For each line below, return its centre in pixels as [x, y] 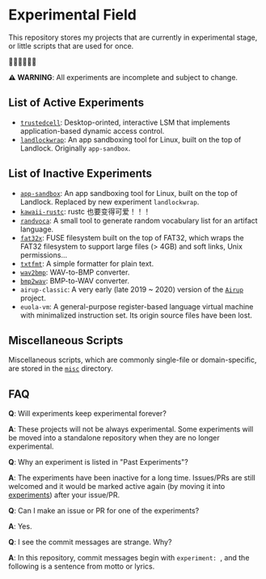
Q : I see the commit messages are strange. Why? [90, 542]
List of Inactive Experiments [80, 174]
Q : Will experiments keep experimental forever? [88, 414]
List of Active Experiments [76, 103]
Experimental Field [73, 15]
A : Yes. [20, 526]
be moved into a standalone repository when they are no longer [114, 438]
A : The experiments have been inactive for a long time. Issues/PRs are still [132, 478]
